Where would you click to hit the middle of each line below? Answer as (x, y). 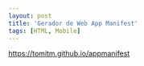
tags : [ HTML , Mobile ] (45, 31)
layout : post (30, 16)
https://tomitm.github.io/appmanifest (69, 54)
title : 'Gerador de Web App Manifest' (73, 23)
